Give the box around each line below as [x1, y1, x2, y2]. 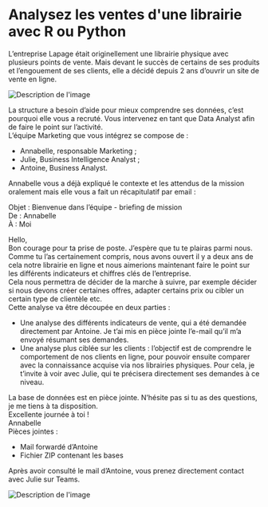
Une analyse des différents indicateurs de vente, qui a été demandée [19, 317, 247, 328]
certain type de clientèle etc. [8, 293, 102, 304]
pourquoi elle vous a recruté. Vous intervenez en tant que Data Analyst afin [8, 113, 255, 123]
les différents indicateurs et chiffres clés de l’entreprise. [8, 269, 191, 278]
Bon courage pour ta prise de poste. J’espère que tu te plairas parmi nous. [8, 243, 253, 253]
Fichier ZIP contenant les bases [19, 450, 124, 460]
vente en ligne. [8, 74, 57, 84]
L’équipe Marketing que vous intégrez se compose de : [8, 130, 189, 140]
